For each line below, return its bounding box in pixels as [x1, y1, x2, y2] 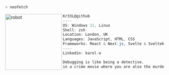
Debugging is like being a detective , [62, 60, 144, 65]
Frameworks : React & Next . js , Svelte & [62, 41, 146, 47]
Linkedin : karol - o [62, 50, 102, 56]
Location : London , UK [62, 32, 108, 37]
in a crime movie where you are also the [62, 64, 151, 69]
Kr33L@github [62, 13, 90, 18]
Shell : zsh [62, 27, 86, 32]
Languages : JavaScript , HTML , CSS [62, 37, 135, 42]
